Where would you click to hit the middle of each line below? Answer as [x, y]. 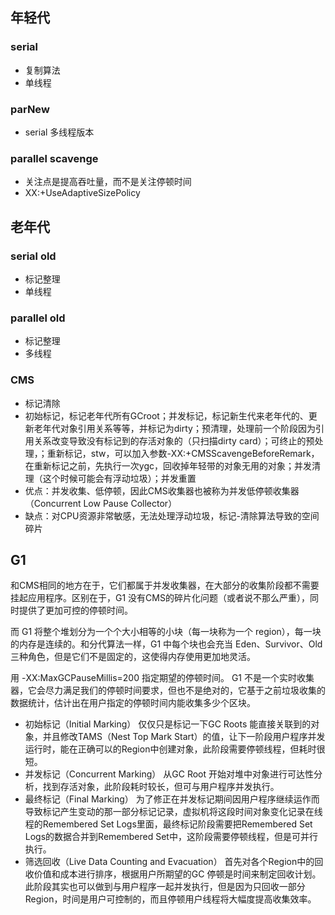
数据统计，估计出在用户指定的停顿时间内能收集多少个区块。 [133, 703]
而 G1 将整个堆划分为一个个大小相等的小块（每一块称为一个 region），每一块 [166, 632]
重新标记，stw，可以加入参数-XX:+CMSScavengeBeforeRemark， [183, 453]
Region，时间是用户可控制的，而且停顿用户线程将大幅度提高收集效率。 [170, 899]
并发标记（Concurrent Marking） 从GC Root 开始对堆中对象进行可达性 [169, 774]
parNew [30, 109]
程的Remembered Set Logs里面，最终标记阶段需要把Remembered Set [168, 824]
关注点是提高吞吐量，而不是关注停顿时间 [108, 182]
